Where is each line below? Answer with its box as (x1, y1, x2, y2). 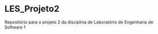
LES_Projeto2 (4, 3, 60, 14)
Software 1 (4, 24, 26, 30)
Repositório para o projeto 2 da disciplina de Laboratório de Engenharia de (4, 19, 154, 25)
